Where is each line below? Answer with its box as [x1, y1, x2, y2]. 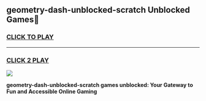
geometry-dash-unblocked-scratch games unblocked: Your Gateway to [6, 81, 193, 88]
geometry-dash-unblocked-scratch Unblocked [6, 5, 190, 15]
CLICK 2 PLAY [6, 56, 49, 64]
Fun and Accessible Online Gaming [6, 88, 97, 95]
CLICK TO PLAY [6, 33, 54, 42]
